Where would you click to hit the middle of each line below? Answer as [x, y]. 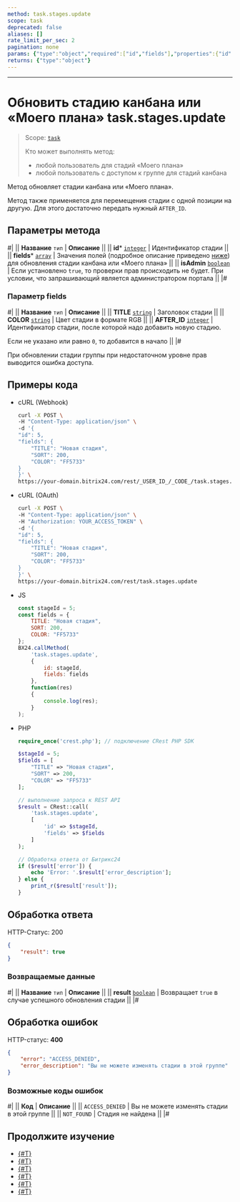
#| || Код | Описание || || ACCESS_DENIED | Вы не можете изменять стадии [118, 1106]
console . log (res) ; [71, 701]
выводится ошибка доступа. [51, 362]
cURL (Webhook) [43, 402]
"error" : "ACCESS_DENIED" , [60, 1059]
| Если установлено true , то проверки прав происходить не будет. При [115, 270]
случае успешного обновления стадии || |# [73, 1000]
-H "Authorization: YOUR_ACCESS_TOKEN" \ [80, 521]
